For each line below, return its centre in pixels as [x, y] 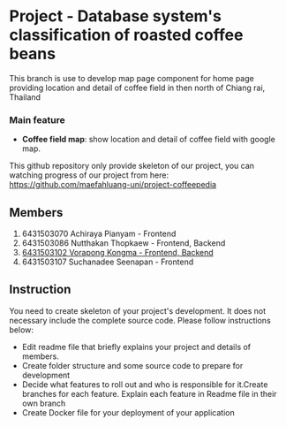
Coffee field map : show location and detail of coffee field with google [148, 140]
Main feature [37, 119]
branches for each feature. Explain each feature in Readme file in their [149, 393]
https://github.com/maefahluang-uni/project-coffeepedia [113, 185]
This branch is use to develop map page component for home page [132, 78]
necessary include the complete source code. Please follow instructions [140, 320]
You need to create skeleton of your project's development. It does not [138, 310]
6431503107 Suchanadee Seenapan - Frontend [108, 262]
